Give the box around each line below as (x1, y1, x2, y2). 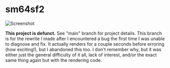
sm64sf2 (5, 4, 45, 15)
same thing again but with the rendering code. (5, 57, 102, 63)
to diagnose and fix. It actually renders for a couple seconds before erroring (5, 41, 164, 47)
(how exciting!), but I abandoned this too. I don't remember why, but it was (5, 46, 162, 52)
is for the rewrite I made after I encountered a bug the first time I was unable (5, 36, 165, 42)
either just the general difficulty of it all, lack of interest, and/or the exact (5, 52, 157, 58)
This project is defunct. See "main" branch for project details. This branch (5, 30, 162, 36)
